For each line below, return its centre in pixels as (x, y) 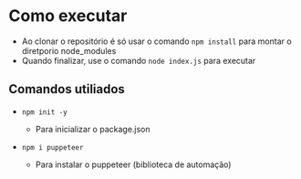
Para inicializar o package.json (93, 129)
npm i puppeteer (52, 147)
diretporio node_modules (69, 50)
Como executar (68, 16)
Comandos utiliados (67, 89)
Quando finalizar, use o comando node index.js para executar (139, 60)
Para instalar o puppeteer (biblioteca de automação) (133, 164)
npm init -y (44, 112)
